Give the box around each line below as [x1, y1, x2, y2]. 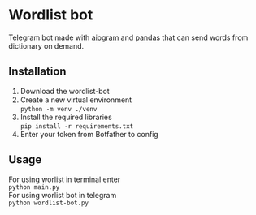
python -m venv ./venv [20, 105, 98, 113]
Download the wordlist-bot [20, 86, 110, 96]
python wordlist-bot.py [8, 199, 89, 207]
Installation [8, 65, 67, 79]
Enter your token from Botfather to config [20, 129, 158, 139]
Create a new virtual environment [20, 95, 132, 105]
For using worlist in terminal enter [8, 174, 121, 184]
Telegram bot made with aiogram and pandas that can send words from [8, 32, 249, 42]
